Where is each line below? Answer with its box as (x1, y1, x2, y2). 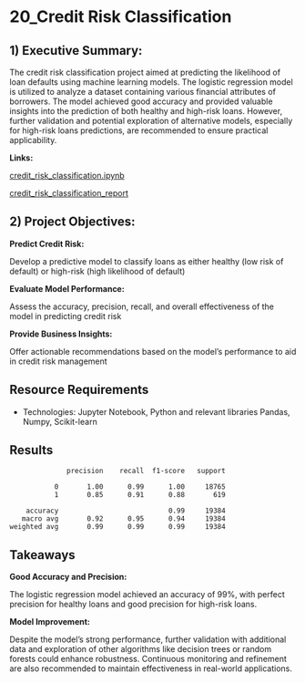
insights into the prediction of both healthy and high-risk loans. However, (9, 106, 283, 116)
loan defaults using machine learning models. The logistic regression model (9, 77, 293, 88)
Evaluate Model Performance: (9, 283, 125, 294)
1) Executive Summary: (9, 43, 143, 58)
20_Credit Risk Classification (9, 6, 232, 27)
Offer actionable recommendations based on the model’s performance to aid (9, 346, 297, 357)
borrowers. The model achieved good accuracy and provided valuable (9, 96, 273, 107)
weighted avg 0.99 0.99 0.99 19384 (9, 523, 226, 532)
